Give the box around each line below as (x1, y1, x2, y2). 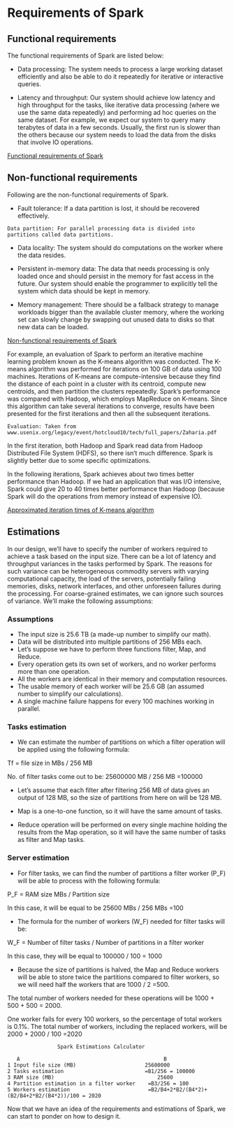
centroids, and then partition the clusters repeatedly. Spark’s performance (7, 387, 221, 395)
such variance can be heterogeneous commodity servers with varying (7, 567, 210, 575)
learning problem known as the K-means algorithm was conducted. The (7, 357, 213, 366)
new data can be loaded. (17, 322, 89, 331)
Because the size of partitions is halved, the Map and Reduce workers (17, 965, 219, 974)
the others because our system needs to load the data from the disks (17, 131, 217, 139)
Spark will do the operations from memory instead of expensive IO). (7, 492, 203, 500)
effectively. (17, 212, 50, 220)
